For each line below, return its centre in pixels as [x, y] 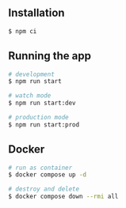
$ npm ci [23, 31]
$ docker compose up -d [48, 175]
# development [32, 74]
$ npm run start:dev [42, 103]
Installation [36, 13]
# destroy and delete [44, 189]
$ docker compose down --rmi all [63, 197]
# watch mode [30, 96]
